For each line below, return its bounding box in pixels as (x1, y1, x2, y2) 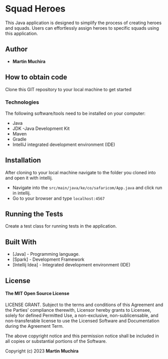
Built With (5, 238, 37, 246)
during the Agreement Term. (5, 323, 64, 329)
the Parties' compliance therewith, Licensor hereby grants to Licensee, (5, 307, 151, 313)
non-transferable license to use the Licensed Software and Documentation (5, 318, 159, 324)
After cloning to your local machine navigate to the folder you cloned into (5, 169, 156, 175)
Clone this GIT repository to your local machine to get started (5, 86, 132, 92)
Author (5, 45, 28, 53)
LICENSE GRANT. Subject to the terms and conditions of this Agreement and (5, 302, 163, 308)
